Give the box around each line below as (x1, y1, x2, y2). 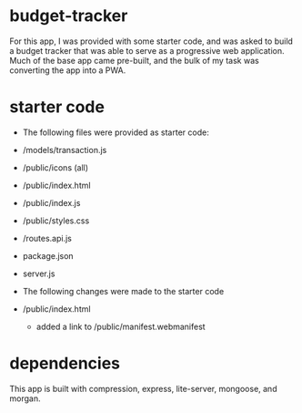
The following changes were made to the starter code (22, 285, 225, 296)
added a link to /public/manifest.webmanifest (35, 321, 206, 332)
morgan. (9, 393, 41, 404)
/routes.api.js (22, 232, 73, 243)
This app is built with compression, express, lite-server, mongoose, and (9, 383, 277, 394)
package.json (22, 250, 75, 261)
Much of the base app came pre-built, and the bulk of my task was (9, 55, 259, 66)
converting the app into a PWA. (9, 65, 126, 76)
